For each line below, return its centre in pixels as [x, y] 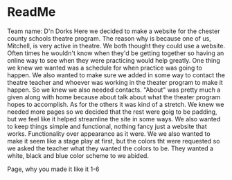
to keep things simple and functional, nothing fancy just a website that [107, 126]
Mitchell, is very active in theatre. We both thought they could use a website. [116, 46]
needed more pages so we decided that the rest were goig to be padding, [112, 112]
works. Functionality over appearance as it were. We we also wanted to [109, 133]
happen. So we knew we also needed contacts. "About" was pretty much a [114, 90]
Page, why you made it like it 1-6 [53, 169]
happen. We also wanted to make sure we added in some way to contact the [116, 75]
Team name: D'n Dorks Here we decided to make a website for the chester [114, 31]
